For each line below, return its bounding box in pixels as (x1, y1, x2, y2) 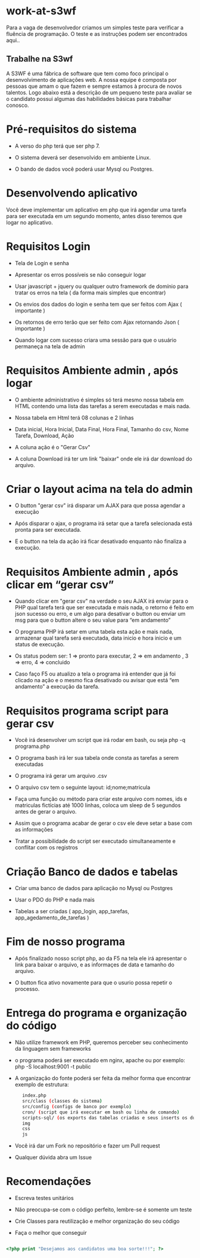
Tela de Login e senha (14, 259, 70, 266)
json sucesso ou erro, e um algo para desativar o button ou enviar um (14, 610, 186, 618)
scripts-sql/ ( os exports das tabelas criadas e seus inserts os (21, 1115, 187, 1121)
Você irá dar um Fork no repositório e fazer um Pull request (14, 1142, 160, 1149)
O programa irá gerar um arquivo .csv (14, 772, 107, 780)
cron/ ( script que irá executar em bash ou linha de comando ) (21, 1109, 180, 1115)
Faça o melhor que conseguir (14, 1229, 87, 1236)
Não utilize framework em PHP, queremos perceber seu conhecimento (14, 1039, 189, 1046)
